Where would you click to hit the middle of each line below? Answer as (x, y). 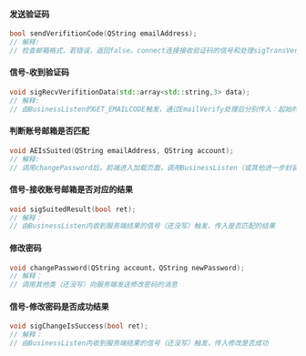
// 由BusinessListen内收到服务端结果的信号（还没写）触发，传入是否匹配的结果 (143, 226)
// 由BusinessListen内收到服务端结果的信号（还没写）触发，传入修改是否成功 (139, 343)
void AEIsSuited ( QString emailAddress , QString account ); (122, 150)
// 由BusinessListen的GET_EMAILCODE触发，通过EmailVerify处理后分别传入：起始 (151, 109)
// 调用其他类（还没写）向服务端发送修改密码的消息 (93, 285)
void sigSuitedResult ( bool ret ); (73, 209)
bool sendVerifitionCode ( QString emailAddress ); (103, 34)
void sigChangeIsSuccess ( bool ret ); (79, 326)
